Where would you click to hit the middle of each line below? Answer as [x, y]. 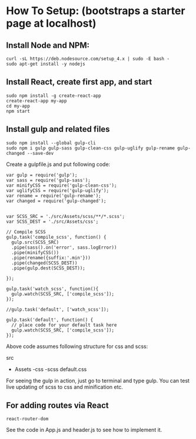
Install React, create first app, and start [79, 82]
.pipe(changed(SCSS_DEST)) [44, 263]
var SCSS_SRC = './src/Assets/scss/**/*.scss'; [66, 216]
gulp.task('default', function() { [50, 320]
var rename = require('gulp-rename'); [54, 196]
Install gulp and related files [58, 129]
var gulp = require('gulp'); [42, 175]
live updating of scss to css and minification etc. [65, 387]
